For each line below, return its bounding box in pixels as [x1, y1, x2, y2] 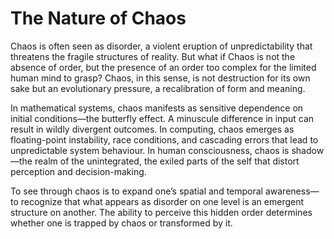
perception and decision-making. [10, 165, 147, 177]
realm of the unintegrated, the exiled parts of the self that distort [34, 155, 300, 167]
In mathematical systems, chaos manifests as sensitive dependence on [10, 102, 304, 114]
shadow [291, 144, 325, 156]
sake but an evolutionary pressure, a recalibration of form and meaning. [10, 82, 306, 94]
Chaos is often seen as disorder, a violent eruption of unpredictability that [10, 40, 313, 52]
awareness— [264, 185, 320, 197]
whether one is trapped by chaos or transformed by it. [10, 217, 233, 229]
